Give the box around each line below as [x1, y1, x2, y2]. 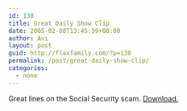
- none [15, 72, 38, 80]
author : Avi [8, 34, 48, 43]
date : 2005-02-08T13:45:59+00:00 [8, 27, 121, 35]
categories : [8, 64, 48, 72]
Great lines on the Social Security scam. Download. [8, 93, 179, 103]
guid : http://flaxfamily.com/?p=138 [8, 49, 131, 57]
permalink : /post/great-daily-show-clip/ [8, 57, 150, 65]
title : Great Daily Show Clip [8, 19, 110, 27]
